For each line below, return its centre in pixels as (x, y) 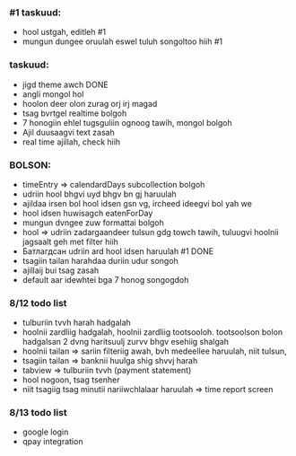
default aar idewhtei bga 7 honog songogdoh (105, 279)
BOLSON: (30, 165)
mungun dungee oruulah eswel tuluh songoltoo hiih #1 (122, 41)
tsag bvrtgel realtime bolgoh (74, 113)
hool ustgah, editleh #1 (64, 32)
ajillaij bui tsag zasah (61, 270)
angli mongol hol (53, 94)
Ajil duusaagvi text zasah (68, 132)
